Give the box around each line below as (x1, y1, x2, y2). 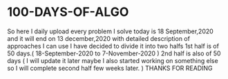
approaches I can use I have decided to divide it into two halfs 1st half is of (7, 42, 220, 50)
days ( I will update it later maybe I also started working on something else (7, 56, 219, 64)
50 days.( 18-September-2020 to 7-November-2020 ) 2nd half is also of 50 (7, 49, 221, 58)
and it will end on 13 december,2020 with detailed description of (7, 34, 190, 42)
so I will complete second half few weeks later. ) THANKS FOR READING (7, 64, 213, 72)
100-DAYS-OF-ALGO (7, 4, 129, 20)
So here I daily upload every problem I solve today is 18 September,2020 (7, 27, 214, 35)
